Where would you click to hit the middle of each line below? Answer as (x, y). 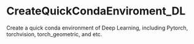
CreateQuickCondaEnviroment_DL (96, 11)
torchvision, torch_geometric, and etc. (54, 34)
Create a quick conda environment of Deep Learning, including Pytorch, (97, 28)
